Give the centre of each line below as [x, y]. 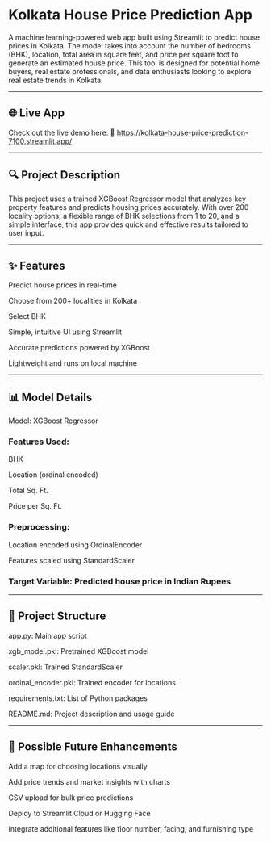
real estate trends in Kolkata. [56, 80]
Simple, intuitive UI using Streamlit [65, 332]
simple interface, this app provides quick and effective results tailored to [128, 224]
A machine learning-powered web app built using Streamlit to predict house [134, 37]
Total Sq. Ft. [28, 491]
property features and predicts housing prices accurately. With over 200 [129, 207]
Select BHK [27, 316]
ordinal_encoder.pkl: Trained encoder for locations [92, 682]
